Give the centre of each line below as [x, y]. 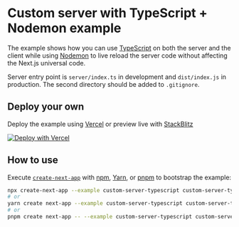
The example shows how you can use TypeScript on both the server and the [119, 48]
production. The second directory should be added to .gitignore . [103, 84]
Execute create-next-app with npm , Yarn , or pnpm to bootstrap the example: [119, 177]
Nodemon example [64, 28]
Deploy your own [46, 107]
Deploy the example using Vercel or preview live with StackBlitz [100, 124]
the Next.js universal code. [47, 63]
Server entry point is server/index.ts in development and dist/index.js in [117, 77]
